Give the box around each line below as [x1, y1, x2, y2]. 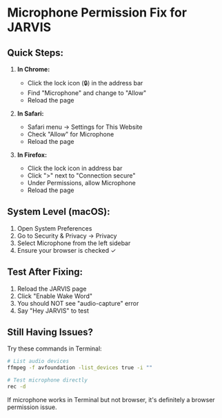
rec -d [7, 384, 26, 390]
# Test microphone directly [7, 377, 88, 384]
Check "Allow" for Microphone [27, 130, 114, 138]
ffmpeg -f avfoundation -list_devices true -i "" [7, 364, 153, 371]
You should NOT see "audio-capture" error [17, 299, 139, 307]
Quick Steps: [7, 47, 64, 59]
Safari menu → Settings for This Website [27, 123, 143, 131]
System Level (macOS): [7, 206, 110, 218]
